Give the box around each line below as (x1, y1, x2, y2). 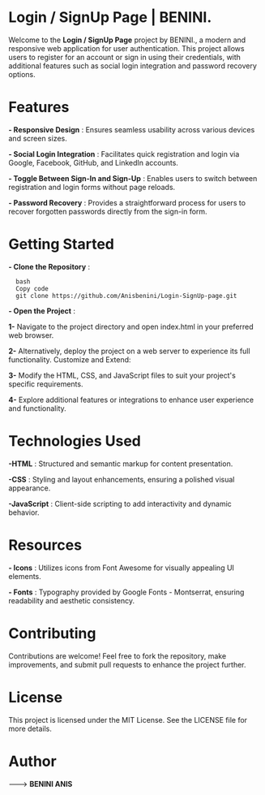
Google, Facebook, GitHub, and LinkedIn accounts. (8, 158, 178, 167)
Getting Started (8, 235, 115, 253)
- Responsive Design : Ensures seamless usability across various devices (8, 124, 255, 134)
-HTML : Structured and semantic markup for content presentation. (8, 459, 233, 469)
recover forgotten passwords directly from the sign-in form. (8, 206, 208, 216)
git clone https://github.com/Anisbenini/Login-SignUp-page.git (15, 292, 237, 300)
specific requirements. (8, 378, 83, 389)
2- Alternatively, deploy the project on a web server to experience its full (8, 346, 250, 356)
